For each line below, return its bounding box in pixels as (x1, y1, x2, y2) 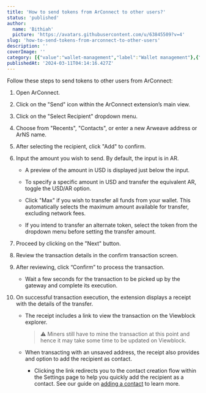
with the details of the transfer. (15, 300, 94, 307)
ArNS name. (15, 131, 47, 138)
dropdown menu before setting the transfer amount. (24, 227, 156, 235)
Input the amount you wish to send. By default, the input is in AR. (15, 154, 179, 162)
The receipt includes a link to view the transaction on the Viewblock (24, 312, 196, 319)
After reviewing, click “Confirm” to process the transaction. (15, 263, 164, 271)
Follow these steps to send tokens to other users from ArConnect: (7, 77, 173, 84)
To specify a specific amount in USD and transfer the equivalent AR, (24, 178, 197, 185)
